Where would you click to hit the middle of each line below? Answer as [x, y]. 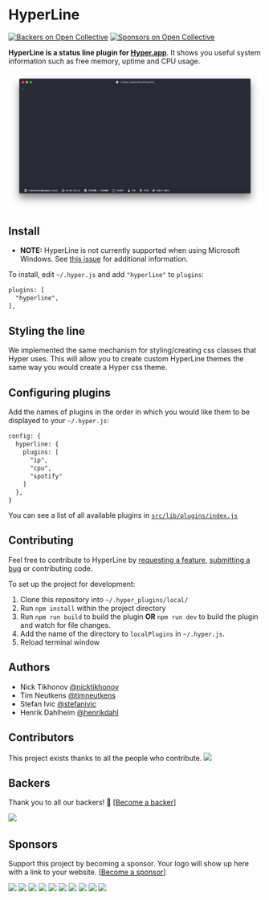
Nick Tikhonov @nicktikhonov [69, 686]
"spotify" [46, 476]
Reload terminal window [60, 642]
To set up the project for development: [72, 584]
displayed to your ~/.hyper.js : [59, 421]
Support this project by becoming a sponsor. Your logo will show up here [128, 864]
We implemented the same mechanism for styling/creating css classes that [132, 350]
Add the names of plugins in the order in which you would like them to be [129, 412]
